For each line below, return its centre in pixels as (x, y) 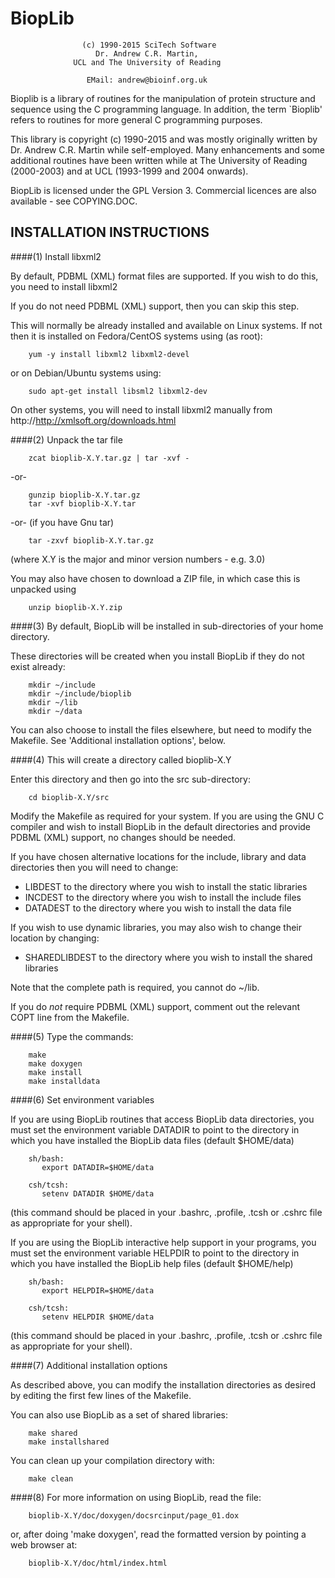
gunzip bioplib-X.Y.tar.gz (84, 495)
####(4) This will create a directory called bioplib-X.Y (121, 759)
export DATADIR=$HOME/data (98, 1167)
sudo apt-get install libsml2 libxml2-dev (118, 391)
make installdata (64, 1081)
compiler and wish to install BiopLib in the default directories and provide (161, 826)
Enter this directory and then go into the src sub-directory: (130, 779)
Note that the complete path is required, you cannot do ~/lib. (135, 987)
